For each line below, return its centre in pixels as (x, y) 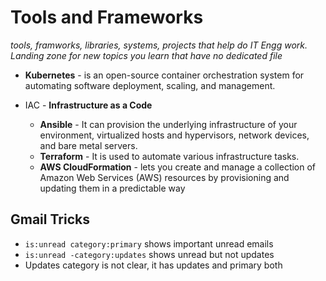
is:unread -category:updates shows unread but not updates (149, 254)
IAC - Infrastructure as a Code (88, 105)
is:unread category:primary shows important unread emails (149, 243)
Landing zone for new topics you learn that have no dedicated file (146, 55)
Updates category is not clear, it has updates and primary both (153, 265)
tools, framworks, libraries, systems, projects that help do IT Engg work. (159, 45)
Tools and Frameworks (107, 17)
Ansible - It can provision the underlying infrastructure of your (168, 124)
